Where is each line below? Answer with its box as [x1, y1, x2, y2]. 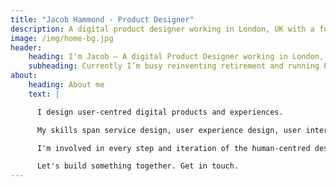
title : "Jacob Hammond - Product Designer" [10, 14, 195, 25]
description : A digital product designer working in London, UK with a [10, 24, 315, 34]
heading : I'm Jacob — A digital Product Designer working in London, [28, 52, 325, 62]
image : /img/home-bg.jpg [10, 33, 114, 43]
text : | [28, 89, 60, 99]
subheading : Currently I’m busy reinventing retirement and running [28, 61, 320, 71]
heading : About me [28, 80, 105, 90]
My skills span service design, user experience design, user [36, 125, 302, 135]
